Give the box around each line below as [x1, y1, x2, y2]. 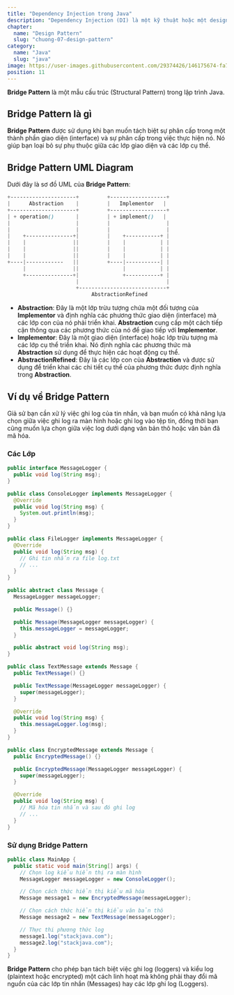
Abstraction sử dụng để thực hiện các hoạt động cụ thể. [17, 348, 180, 357]
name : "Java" [13, 50, 52, 57]
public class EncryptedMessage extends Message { [7, 746, 155, 753]
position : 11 [7, 68, 45, 75]
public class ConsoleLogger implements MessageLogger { [7, 490, 173, 497]
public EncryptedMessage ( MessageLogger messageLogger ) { [13, 765, 182, 772]
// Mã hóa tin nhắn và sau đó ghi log [19, 804, 136, 811]
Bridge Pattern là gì [7, 108, 92, 119]
